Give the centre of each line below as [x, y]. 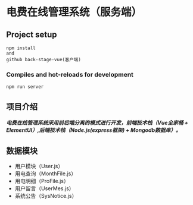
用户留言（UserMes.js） [44, 188]
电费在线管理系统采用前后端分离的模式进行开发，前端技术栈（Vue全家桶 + [97, 123]
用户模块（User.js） [39, 166]
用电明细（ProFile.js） [42, 181]
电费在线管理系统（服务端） [74, 12]
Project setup [32, 34]
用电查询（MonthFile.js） [45, 174]
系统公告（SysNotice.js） [46, 196]
